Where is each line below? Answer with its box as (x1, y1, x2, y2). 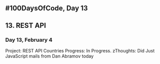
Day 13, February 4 (5, 36, 53, 43)
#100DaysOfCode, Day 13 (5, 4, 88, 13)
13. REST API (5, 21, 46, 30)
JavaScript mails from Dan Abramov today (5, 53, 94, 59)
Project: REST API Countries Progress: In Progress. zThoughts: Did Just (5, 48, 155, 54)
